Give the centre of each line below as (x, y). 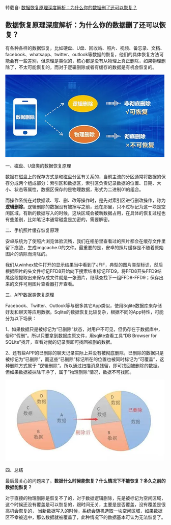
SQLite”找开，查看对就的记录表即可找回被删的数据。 (60, 342)
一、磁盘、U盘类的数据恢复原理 (38, 165)
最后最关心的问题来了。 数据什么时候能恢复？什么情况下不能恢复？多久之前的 (85, 481)
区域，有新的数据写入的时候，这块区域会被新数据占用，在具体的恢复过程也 (88, 213)
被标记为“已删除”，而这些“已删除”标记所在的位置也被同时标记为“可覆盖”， (82, 359)
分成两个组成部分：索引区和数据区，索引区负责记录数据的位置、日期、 (83, 183)
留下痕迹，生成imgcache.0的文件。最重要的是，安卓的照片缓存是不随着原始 (84, 247)
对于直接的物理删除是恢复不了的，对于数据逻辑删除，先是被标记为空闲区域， (85, 498)
